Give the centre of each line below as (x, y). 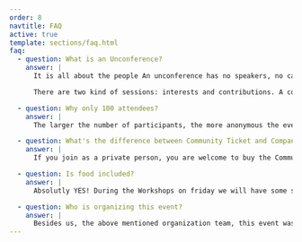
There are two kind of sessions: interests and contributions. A (158, 92)
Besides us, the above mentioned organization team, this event (156, 224)
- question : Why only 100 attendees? (88, 108)
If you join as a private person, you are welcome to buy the (152, 158)
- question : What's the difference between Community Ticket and (142, 141)
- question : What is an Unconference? (90, 59)
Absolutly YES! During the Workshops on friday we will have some (160, 190)
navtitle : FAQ (36, 26)
